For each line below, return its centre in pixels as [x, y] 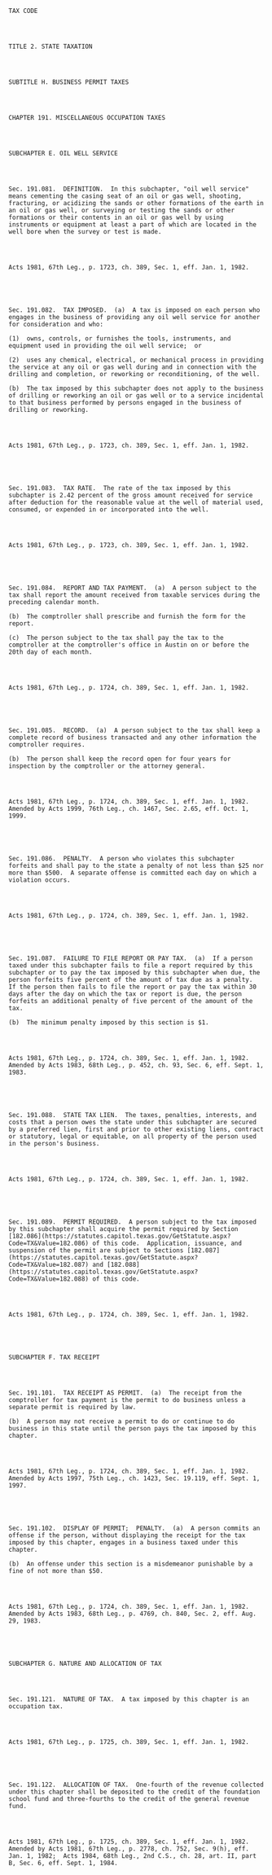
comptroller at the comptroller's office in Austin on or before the [129, 645]
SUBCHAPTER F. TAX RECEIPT [54, 1357]
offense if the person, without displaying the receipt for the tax [127, 1535]
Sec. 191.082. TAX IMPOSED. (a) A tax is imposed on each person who [134, 310]
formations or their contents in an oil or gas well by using [116, 217]
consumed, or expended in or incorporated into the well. [109, 510]
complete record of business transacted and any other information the [132, 738]
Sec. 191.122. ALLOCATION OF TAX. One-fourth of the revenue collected [136, 1785]
